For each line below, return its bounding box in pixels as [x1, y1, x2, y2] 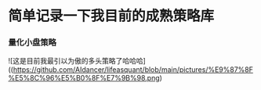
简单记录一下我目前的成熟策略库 [8, 7, 215, 25]
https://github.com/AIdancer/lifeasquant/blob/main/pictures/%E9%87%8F [13, 65, 253, 74]
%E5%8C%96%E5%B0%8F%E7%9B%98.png [8, 74, 161, 83]
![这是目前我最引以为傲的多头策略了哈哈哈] [8, 56, 147, 66]
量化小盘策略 [8, 37, 57, 48]
